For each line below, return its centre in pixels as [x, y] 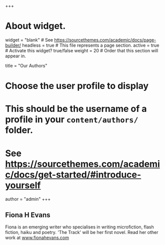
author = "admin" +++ [28, 199]
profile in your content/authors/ [72, 120]
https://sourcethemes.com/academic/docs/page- [105, 40]
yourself [23, 185]
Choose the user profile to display [77, 86]
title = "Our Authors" [26, 65]
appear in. [16, 56]
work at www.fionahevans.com [37, 238]
